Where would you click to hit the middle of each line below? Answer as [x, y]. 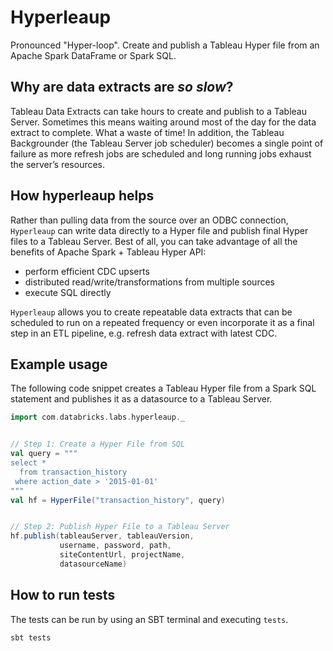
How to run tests [63, 595]
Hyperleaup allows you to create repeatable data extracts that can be [151, 312]
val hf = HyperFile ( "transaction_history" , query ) [118, 500]
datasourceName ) [93, 564]
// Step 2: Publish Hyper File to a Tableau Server [120, 527]
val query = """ [44, 454]
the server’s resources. [58, 164]
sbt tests [31, 637]
